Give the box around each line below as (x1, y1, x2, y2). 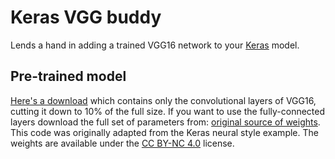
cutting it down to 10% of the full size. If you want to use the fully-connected (10, 105, 326, 117)
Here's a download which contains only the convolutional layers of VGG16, (10, 94, 317, 106)
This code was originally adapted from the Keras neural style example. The (10, 126, 319, 138)
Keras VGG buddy (10, 6, 162, 29)
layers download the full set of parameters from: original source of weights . (10, 116, 321, 128)
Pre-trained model (10, 68, 127, 85)
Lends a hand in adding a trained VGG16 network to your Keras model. (10, 39, 300, 51)
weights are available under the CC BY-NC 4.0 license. (10, 137, 235, 149)
